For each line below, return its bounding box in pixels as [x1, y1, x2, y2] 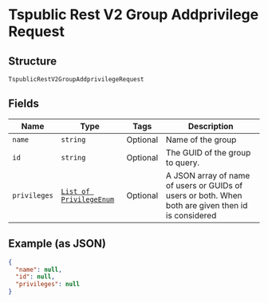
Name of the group [166, 134, 237, 145]
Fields [8, 97, 40, 111]
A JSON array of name [166, 170, 250, 181]
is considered [166, 210, 217, 221]
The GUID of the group [166, 147, 251, 158]
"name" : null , [15, 266, 62, 273]
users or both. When [166, 190, 242, 201]
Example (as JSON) [8, 237, 106, 250]
